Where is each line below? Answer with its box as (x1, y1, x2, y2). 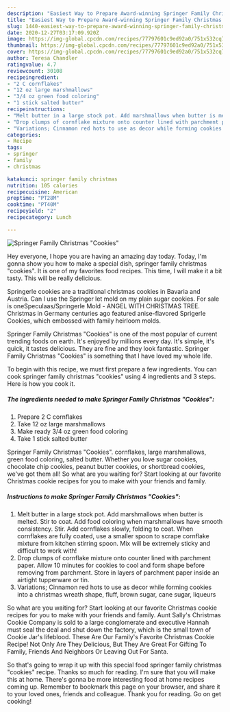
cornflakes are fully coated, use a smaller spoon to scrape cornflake (16, 531, 210, 540)
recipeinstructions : (7, 106, 66, 113)
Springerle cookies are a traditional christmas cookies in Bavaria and (7, 287, 201, 295)
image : (7, 36, 26, 43)
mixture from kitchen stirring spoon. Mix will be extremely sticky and (16, 539, 211, 547)
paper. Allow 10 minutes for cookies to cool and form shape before (16, 561, 205, 569)
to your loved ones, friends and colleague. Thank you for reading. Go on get (7, 689, 221, 698)
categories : (7, 131, 41, 138)
